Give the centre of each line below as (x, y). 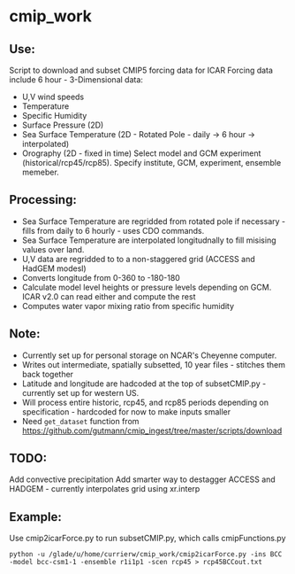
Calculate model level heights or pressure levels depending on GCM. (147, 287)
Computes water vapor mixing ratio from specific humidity (128, 306)
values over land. (53, 249)
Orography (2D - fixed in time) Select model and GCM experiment (141, 153)
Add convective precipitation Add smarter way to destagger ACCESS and (142, 479)
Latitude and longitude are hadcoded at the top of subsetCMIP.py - (144, 384)
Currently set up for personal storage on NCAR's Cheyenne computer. (149, 355)
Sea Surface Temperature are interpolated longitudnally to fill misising (149, 240)
